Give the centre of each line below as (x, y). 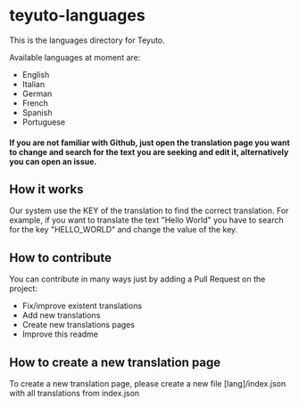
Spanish (37, 112)
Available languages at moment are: (75, 57)
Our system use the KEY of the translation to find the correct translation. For (149, 211)
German (37, 94)
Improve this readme (60, 334)
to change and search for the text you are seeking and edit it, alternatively (149, 151)
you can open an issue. (53, 161)
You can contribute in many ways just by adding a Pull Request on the (137, 279)
